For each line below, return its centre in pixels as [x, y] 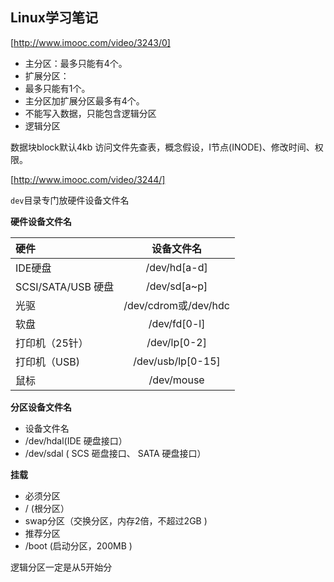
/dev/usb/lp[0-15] [177, 361]
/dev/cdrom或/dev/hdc [176, 305]
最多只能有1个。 [57, 88]
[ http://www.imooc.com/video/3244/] [88, 179]
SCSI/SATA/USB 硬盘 [65, 286]
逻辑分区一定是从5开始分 [61, 567]
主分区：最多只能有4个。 [76, 63]
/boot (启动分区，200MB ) [78, 545]
